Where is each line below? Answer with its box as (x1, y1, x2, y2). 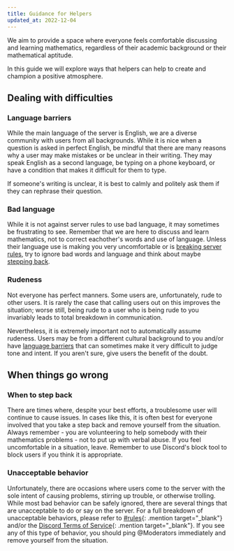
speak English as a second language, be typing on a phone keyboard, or (7, 159, 215, 167)
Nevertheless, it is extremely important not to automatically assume (7, 327, 201, 335)
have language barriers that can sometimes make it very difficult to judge (7, 341, 218, 350)
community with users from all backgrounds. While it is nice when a (7, 136, 202, 145)
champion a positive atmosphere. (7, 71, 103, 80)
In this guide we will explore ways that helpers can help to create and (7, 64, 206, 73)
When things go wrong (7, 369, 109, 381)
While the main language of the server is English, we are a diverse (7, 129, 198, 137)
